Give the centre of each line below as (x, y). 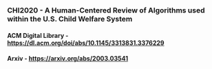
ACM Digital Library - (38, 35)
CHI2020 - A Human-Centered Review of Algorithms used (106, 10)
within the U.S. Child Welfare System (70, 19)
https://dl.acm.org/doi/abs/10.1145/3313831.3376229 (86, 43)
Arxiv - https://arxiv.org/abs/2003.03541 (68, 59)
